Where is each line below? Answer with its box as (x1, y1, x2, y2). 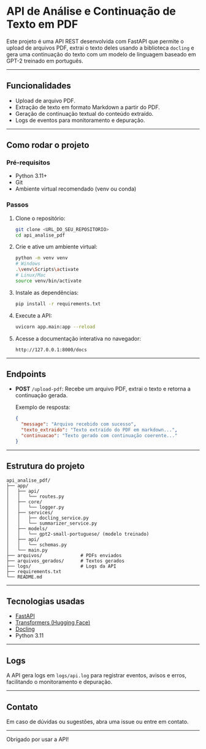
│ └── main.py (6, 547, 48, 553)
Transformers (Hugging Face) (15, 619, 91, 626)
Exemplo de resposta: (15, 403, 71, 411)
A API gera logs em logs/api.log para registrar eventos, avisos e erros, (6, 672, 187, 679)
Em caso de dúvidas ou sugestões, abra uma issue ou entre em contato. (6, 718, 189, 726)
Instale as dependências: (15, 289, 78, 296)
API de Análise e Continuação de (6, 4, 176, 18)
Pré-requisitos (6, 158, 50, 167)
